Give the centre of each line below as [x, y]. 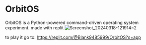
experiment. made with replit [34, 27]
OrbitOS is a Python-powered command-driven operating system [72, 22]
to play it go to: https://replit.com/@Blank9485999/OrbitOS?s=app [73, 37]
